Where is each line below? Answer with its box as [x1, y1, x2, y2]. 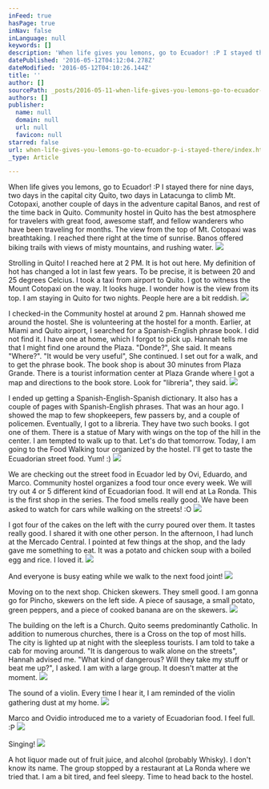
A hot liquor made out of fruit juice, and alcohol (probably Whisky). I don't [8, 755, 251, 765]
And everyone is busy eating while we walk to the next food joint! [8, 572, 223, 582]
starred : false [8, 138, 59, 147]
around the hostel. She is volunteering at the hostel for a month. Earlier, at [8, 317, 251, 327]
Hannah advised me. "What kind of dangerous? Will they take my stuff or [8, 654, 249, 665]
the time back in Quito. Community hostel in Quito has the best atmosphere [8, 207, 256, 217]
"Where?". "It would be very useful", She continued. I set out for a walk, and [8, 352, 259, 361]
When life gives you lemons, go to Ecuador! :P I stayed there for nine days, [8, 182, 255, 192]
